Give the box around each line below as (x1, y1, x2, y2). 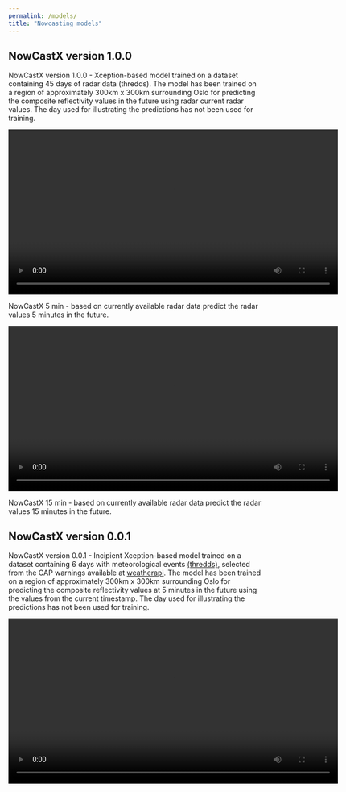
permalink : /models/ (8, 11, 78, 20)
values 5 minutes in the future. (8, 310, 109, 319)
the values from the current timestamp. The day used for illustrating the (8, 594, 245, 603)
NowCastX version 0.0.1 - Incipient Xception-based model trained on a (8, 551, 241, 561)
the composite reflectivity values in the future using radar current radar (8, 96, 244, 106)
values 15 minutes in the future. (8, 506, 113, 516)
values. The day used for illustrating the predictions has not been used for (8, 105, 253, 115)
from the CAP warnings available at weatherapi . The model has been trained (8, 568, 262, 577)
